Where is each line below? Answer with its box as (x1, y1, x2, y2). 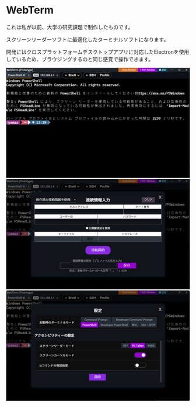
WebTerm (6, 4, 54, 17)
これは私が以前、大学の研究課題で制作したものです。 (6, 23, 134, 30)
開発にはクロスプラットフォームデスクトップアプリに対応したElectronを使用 (6, 48, 190, 55)
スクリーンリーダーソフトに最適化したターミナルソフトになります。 (6, 36, 169, 43)
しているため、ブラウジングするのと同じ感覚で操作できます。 (6, 55, 154, 62)
